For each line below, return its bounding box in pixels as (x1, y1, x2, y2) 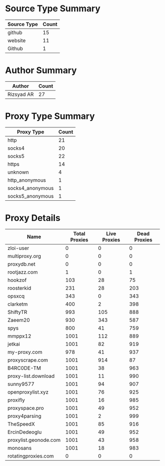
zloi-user (7, 245, 29, 251)
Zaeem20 (7, 316, 30, 323)
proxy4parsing (7, 412, 42, 419)
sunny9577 (7, 380, 35, 387)
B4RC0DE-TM (7, 365, 41, 372)
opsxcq (7, 292, 25, 299)
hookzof (7, 277, 27, 283)
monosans (7, 444, 32, 451)
